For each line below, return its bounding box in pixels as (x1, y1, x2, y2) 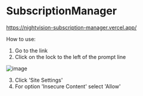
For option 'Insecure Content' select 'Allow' (14, 82, 121, 90)
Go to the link (14, 47, 48, 54)
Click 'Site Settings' (14, 76, 63, 83)
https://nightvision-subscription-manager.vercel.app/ (6, 24, 137, 31)
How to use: (6, 35, 36, 42)
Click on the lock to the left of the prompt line (14, 53, 126, 60)
